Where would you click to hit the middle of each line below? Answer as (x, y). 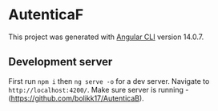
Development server (61, 62)
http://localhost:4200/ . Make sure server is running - (99, 89)
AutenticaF (46, 15)
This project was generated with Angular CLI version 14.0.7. (106, 37)
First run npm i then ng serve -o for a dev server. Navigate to (109, 81)
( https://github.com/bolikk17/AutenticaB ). (76, 98)
